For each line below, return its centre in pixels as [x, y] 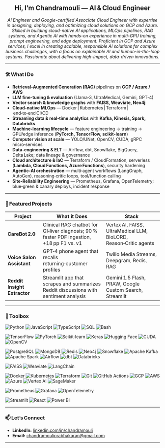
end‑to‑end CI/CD [31, 113]
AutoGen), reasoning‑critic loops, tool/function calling [67, 176]
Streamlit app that [63, 278]
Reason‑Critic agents [130, 243]
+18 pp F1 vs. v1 [62, 243]
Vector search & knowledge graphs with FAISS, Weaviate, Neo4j [79, 103]
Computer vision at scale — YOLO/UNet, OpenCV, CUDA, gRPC [77, 139]
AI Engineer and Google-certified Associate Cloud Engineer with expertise [82, 20]
